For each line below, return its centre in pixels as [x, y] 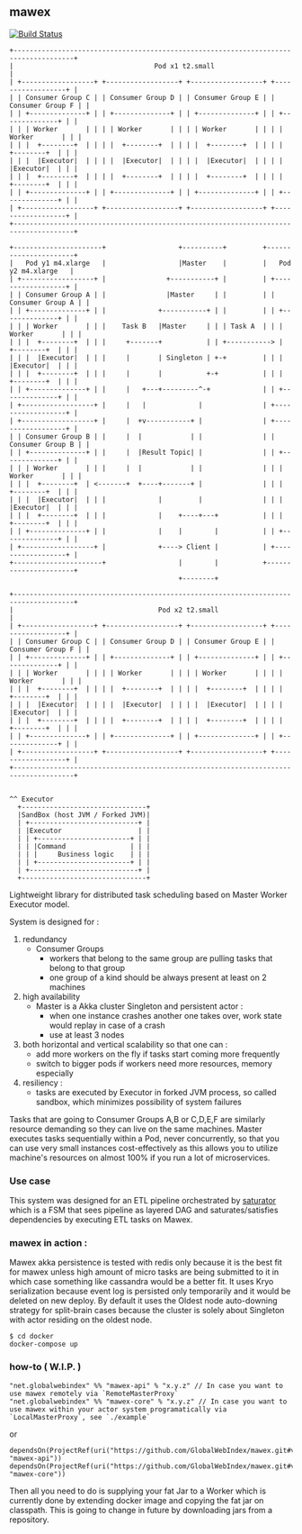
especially [54, 1073]
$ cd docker [31, 1337]
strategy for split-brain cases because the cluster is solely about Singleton [147, 1311]
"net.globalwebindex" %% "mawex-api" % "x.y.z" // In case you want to [146, 1385]
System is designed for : [54, 921]
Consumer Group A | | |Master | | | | [151, 295]
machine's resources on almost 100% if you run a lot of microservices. [140, 1157]
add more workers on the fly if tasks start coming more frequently [158, 1054]
